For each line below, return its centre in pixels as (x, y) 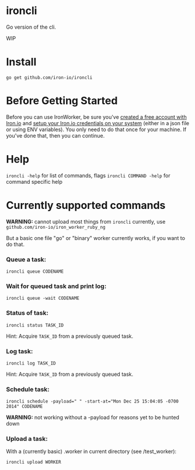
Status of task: (27, 313)
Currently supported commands (86, 205)
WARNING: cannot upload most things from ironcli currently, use (86, 221)
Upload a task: (27, 439)
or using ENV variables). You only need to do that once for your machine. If (96, 129)
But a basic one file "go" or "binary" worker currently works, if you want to (96, 238)
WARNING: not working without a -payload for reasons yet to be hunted (93, 417)
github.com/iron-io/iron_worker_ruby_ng (56, 227)
